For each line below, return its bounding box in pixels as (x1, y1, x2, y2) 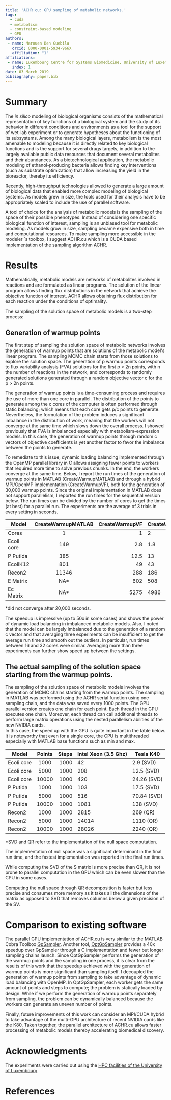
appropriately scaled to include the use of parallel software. (5, 199, 130, 205)
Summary (5, 96, 47, 108)
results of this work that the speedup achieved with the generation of (5, 963, 150, 970)
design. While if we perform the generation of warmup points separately (5, 991, 157, 997)
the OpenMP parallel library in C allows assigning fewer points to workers (5, 459, 159, 466)
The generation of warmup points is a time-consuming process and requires (5, 390, 165, 396)
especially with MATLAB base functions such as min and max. (5, 738, 135, 744)
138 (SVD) (132, 801, 158, 808)
